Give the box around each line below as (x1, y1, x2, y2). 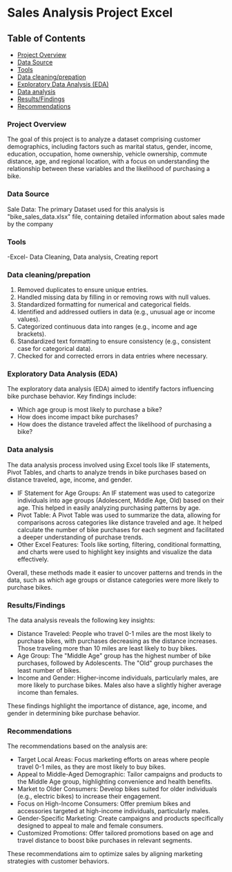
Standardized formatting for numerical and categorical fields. (17, 300, 191, 309)
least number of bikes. (17, 666, 81, 675)
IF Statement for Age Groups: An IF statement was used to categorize (17, 489, 215, 497)
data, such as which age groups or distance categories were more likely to (7, 576, 220, 584)
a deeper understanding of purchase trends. (17, 533, 144, 541)
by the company (7, 219, 54, 228)
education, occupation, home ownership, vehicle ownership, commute (7, 150, 208, 158)
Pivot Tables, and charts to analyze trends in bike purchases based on (7, 468, 207, 476)
